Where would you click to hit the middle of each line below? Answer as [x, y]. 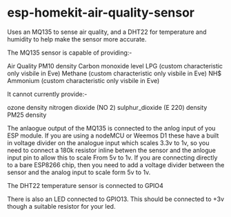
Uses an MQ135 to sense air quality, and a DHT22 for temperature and [107, 32]
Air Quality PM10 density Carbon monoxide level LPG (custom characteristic [115, 66]
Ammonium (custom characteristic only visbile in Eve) [83, 80]
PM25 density [27, 115]
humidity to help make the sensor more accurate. [77, 39]
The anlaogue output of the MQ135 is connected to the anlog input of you [111, 128]
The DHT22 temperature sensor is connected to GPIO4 [86, 185]
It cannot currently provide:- [47, 94]
